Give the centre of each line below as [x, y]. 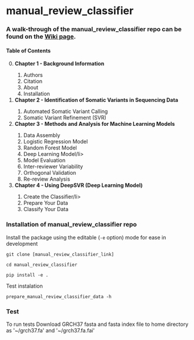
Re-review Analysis [47, 179]
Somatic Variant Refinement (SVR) [65, 118]
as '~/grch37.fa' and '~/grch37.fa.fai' [51, 330]
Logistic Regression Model [56, 142]
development [22, 244]
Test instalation [24, 286]
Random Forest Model [50, 148]
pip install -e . [27, 275]
